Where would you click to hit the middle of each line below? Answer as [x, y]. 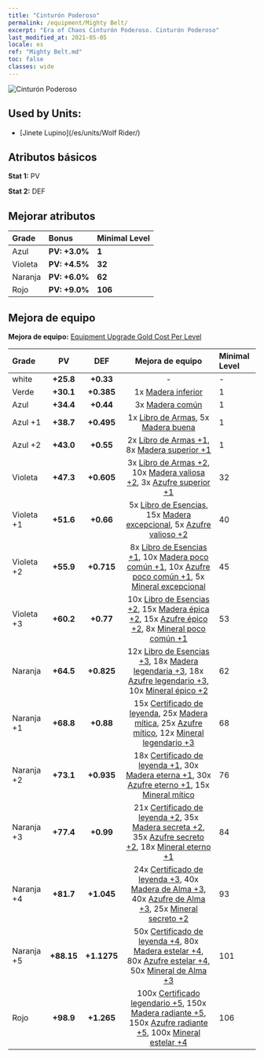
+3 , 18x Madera [169, 661]
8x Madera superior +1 [168, 450]
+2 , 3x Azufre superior [169, 482]
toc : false [26, 60]
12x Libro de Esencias [168, 651]
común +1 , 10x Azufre [169, 567]
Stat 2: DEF [27, 191]
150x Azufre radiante [169, 1023]
